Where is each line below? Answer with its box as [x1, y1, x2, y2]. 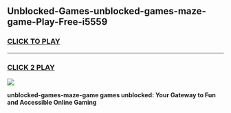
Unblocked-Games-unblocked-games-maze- [7, 5, 206, 17]
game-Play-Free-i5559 [7, 16, 108, 28]
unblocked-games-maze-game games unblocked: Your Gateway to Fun [7, 90, 217, 99]
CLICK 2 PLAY [7, 62, 55, 72]
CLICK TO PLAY [7, 37, 60, 47]
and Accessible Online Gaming [7, 98, 97, 106]
